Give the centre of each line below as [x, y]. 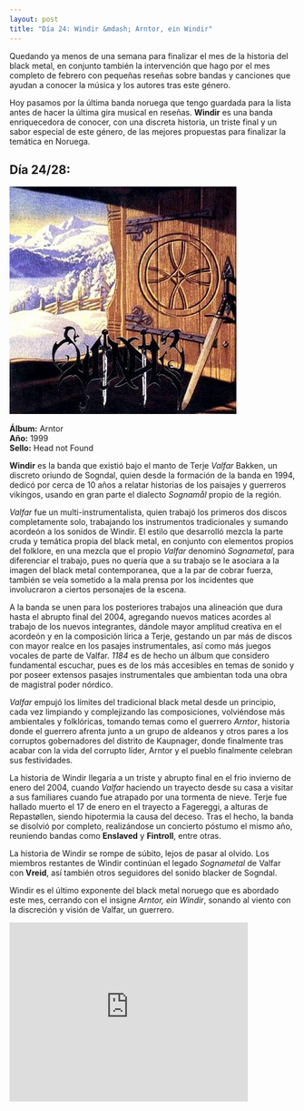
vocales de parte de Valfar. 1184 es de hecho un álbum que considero [139, 656]
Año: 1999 [29, 439]
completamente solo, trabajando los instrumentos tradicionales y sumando [149, 522]
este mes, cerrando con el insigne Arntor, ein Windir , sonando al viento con [150, 900]
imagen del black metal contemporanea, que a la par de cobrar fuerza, [142, 571]
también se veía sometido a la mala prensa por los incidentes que [132, 580]
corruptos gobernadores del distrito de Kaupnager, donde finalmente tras [147, 741]
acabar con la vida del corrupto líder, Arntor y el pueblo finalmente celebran [151, 751]
